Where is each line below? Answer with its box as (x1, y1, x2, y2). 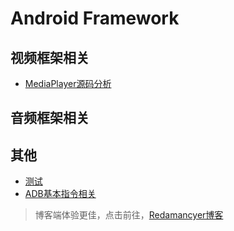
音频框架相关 (10, 110, 90, 127)
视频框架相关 (10, 49, 90, 66)
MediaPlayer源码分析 (24, 78, 112, 89)
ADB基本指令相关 (24, 188, 97, 200)
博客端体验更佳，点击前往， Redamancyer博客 (34, 209, 224, 221)
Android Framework (10, 7, 180, 30)
